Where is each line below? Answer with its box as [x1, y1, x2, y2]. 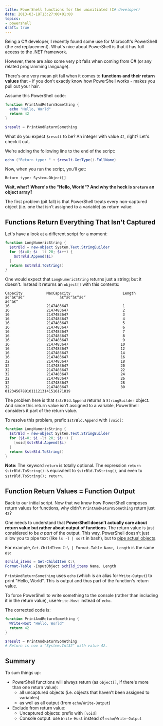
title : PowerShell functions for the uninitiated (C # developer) [5, 7, 140, 12]
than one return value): [12, 685, 58, 690]
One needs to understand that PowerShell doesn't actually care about [5, 520, 147, 526]
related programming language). [5, 64, 70, 70]
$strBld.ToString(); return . [5, 473, 63, 479]
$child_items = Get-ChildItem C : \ [5, 559, 75, 564]
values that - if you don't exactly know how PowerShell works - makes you [5, 78, 156, 84]
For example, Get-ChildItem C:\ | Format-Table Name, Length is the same [5, 545, 155, 551]
